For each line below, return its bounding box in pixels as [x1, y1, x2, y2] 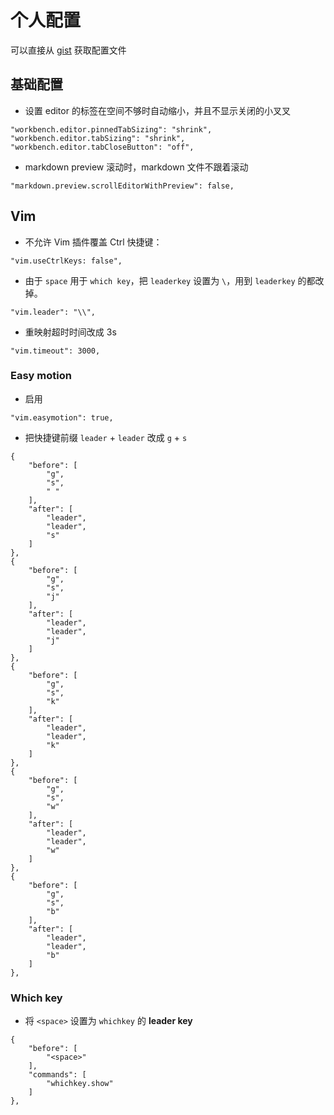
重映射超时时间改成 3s [24, 326, 117, 338]
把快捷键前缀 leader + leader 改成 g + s [24, 431, 188, 443]
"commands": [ [28, 1070, 87, 1080]
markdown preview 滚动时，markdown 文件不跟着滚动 [24, 161, 249, 173]
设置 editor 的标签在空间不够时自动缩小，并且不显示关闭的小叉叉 [24, 104, 291, 116]
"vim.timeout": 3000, [10, 346, 101, 356]
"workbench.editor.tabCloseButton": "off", [10, 142, 195, 152]
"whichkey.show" [46, 1079, 114, 1089]
